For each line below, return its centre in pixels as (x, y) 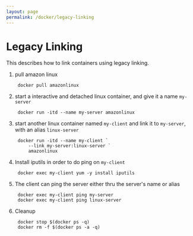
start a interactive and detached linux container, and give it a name (96, 96)
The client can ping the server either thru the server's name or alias (97, 184)
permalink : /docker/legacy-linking (50, 17)
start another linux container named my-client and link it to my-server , (100, 124)
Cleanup (25, 211)
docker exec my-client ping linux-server (69, 200)
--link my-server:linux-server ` (69, 146)
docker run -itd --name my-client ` (63, 141)
